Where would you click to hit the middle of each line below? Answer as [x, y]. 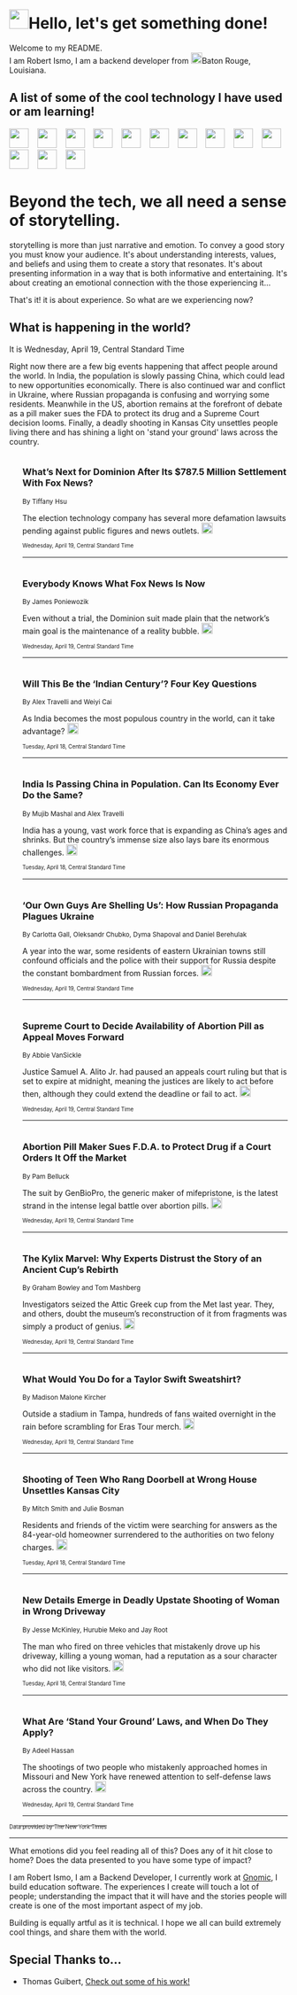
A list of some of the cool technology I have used [146, 98]
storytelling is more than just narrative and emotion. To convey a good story [147, 245]
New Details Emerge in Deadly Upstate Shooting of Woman [151, 1601]
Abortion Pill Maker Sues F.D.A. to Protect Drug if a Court [146, 1147]
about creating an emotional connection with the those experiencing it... [140, 283]
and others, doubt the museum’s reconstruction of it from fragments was [154, 1313]
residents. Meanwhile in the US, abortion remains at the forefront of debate [146, 404]
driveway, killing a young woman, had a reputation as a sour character [149, 1656]
